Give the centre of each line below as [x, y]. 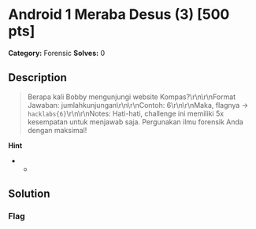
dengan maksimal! [57, 130]
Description [37, 78]
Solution [29, 194]
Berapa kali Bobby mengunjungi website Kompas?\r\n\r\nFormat [132, 97]
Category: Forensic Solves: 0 [56, 53]
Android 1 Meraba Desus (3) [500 [119, 15]
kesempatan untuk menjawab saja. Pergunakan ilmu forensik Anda [135, 122]
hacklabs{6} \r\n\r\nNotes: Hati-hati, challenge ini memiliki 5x [126, 113]
